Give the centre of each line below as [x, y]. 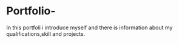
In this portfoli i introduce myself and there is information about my [89, 27]
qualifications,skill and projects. [46, 33]
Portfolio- [31, 11]
